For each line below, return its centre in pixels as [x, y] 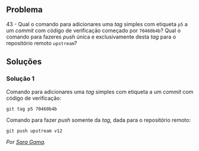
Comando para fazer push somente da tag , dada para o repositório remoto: [99, 120]
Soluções [24, 62]
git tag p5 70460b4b [32, 109]
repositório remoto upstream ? [42, 43]
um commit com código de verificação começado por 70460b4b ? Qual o [94, 30]
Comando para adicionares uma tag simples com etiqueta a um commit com [100, 92]
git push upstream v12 [34, 131]
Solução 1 [20, 78]
